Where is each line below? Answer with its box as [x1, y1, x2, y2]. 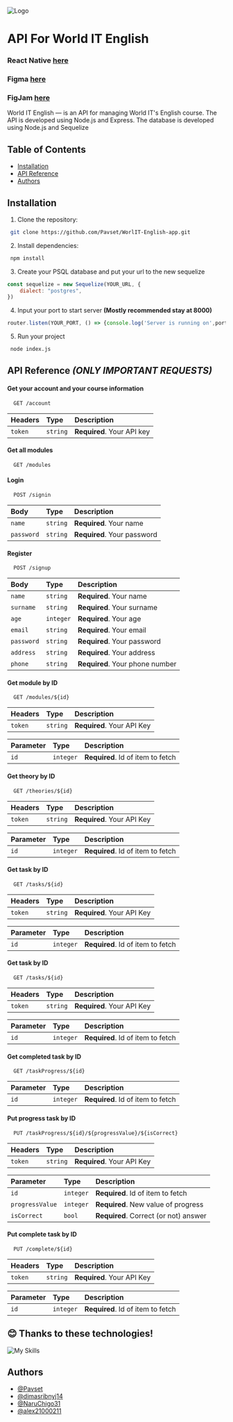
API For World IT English [7, 31, 149, 47]
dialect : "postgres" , [19, 287, 82, 295]
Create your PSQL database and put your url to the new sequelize [17, 267, 205, 276]
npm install [10, 254, 45, 262]
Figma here [7, 74, 46, 84]
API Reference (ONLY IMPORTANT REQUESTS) [7, 365, 213, 377]
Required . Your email [77, 625, 147, 635]
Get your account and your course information [7, 384, 144, 392]
